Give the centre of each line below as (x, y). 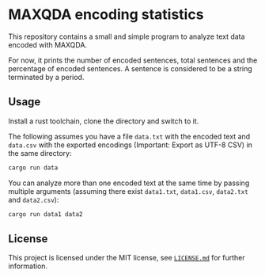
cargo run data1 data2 (45, 214)
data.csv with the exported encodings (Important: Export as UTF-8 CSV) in (131, 145)
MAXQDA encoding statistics (106, 15)
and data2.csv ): (34, 199)
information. (28, 266)
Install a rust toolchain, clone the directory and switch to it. (104, 121)
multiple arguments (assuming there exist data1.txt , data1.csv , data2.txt (129, 191)
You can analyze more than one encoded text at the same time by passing (129, 183)
